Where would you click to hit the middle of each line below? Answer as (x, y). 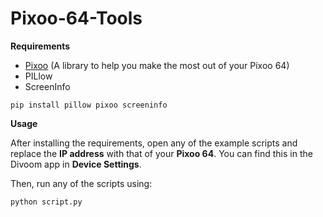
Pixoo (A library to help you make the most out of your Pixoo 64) (157, 65)
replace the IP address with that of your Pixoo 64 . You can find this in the (161, 153)
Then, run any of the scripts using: (81, 183)
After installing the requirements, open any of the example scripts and (154, 143)
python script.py (46, 202)
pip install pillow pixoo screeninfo (89, 105)
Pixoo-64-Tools (76, 18)
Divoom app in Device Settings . (76, 164)
